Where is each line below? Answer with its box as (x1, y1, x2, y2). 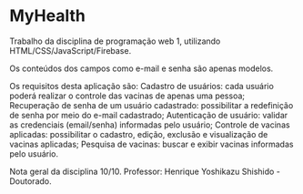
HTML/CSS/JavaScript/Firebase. (9, 45, 132, 56)
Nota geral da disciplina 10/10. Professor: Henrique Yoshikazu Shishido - (9, 166, 280, 177)
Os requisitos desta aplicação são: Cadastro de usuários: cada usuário (9, 80, 275, 91)
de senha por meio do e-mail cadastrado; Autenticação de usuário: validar (9, 109, 288, 120)
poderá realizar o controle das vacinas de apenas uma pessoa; (9, 90, 246, 101)
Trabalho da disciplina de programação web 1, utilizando (9, 36, 221, 46)
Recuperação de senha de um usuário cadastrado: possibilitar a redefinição (9, 99, 294, 110)
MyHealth (9, 5, 86, 26)
